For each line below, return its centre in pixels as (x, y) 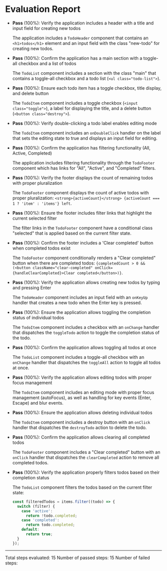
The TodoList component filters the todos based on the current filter (82, 487)
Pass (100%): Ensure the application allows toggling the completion (82, 312)
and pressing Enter (32, 287)
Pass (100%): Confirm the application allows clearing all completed (81, 437)
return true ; (39, 534)
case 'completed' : (41, 520)
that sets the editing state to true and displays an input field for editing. (85, 138)
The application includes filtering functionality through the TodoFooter (83, 162)
